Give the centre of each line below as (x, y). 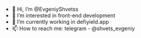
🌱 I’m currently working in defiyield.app (60, 22)
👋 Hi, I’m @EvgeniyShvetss (45, 9)
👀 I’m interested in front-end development (64, 15)
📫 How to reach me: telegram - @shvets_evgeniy (73, 28)
